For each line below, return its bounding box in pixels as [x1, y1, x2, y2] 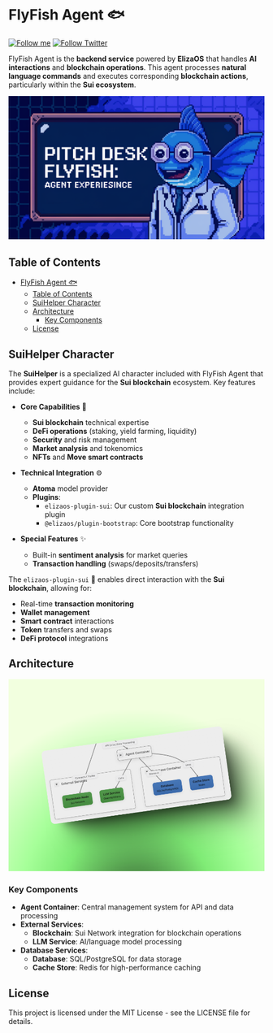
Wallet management [19, 608, 90, 618]
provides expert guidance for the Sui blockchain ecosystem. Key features [8, 378, 256, 388]
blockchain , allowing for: [8, 584, 92, 593]
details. [8, 1017, 33, 1026]
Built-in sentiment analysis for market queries [32, 550, 188, 560]
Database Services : [19, 945, 89, 955]
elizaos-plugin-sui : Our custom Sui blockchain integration [44, 501, 245, 511]
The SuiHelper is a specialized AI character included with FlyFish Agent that [8, 369, 264, 379]
